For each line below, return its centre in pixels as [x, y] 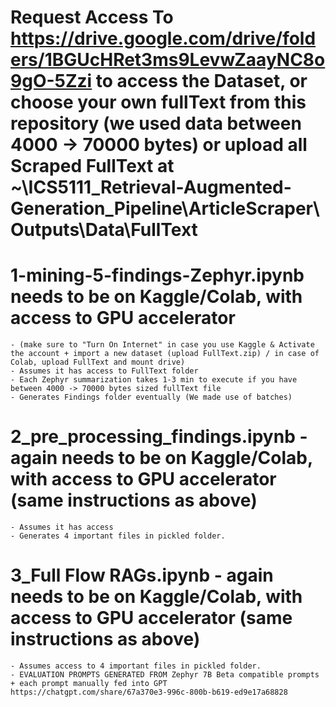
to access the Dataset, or [201, 81]
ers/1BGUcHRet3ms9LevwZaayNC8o [168, 60]
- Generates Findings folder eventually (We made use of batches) [151, 397]
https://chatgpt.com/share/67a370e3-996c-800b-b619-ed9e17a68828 [149, 692]
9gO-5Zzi [51, 81]
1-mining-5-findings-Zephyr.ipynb [157, 275]
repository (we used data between [156, 123]
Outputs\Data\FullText [104, 230]
